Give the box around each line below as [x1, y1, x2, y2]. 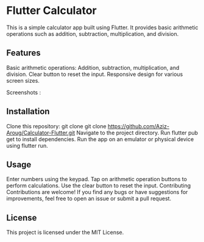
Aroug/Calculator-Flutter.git [6, 129, 76, 136]
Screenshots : [6, 89, 41, 96]
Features [6, 48, 41, 58]
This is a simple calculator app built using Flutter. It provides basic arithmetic [6, 24, 199, 31]
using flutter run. [6, 142, 48, 149]
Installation [6, 106, 50, 117]
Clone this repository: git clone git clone [6, 122, 107, 130]
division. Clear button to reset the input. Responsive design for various [6, 71, 183, 78]
